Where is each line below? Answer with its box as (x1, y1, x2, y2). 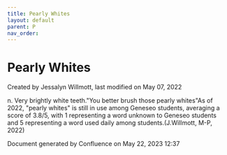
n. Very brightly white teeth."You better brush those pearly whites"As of (7, 96, 213, 105)
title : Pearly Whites (7, 10, 71, 17)
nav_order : (7, 29, 39, 37)
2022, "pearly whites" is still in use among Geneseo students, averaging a (7, 104, 220, 112)
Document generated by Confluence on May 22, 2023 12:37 (7, 140, 180, 148)
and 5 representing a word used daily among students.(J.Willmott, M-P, (7, 119, 213, 127)
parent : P (7, 23, 36, 30)
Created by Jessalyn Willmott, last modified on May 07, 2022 (7, 83, 182, 91)
